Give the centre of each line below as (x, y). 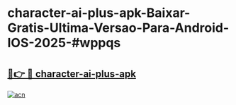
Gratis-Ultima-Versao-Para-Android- (118, 28)
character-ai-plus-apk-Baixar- (99, 13)
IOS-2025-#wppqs (64, 43)
